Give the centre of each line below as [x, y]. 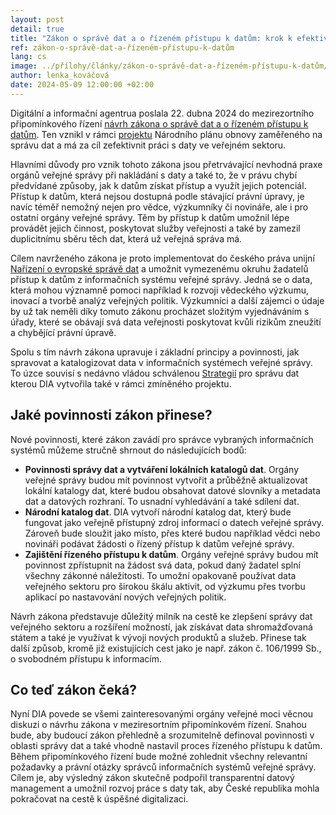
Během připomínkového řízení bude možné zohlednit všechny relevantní [159, 757]
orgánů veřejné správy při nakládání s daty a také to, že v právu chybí [154, 175]
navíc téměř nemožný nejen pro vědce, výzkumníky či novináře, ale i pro [159, 207]
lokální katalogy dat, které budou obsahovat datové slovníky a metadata [172, 490]
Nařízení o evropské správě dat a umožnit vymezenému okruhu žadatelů [159, 268]
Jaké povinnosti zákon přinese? [111, 415]
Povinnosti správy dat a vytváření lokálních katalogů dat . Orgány [162, 469]
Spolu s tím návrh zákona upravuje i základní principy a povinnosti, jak [155, 352]
